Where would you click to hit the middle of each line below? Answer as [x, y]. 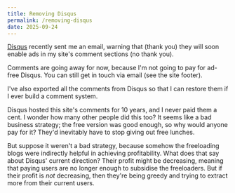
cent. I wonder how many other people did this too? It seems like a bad [109, 117]
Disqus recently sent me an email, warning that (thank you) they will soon [113, 47]
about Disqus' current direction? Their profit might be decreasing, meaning [115, 161]
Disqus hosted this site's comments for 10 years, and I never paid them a [112, 110]
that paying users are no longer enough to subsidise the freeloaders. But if [115, 168]
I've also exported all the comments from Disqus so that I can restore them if [118, 89]
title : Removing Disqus [42, 14]
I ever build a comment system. [53, 96]
